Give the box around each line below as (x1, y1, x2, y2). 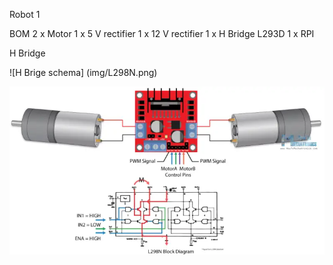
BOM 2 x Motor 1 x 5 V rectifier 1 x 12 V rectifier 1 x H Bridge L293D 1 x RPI (9, 28, 315, 39)
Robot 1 (9, 9, 41, 20)
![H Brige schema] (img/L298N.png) (9, 67, 158, 78)
